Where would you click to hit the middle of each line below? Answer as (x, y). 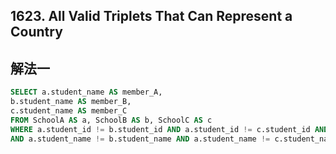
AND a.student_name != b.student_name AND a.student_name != (140, 139)
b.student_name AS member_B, (71, 102)
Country (36, 32)
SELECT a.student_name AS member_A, (86, 92)
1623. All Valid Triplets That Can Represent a (151, 16)
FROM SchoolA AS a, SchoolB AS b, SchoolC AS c (111, 120)
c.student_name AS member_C (69, 110)
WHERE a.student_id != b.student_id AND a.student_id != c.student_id (160, 129)
